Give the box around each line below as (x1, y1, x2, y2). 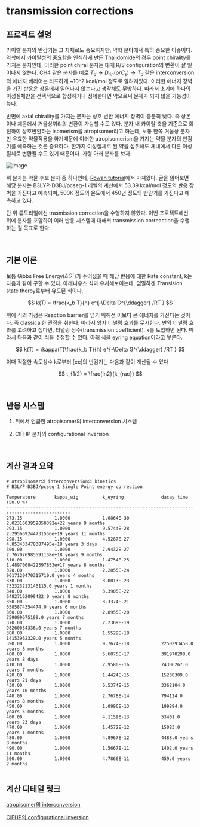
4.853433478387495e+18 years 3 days (6, 541, 97, 547)
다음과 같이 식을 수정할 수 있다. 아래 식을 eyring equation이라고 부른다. (17, 334, 183, 341)
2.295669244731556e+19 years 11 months (6, 530, 106, 536)
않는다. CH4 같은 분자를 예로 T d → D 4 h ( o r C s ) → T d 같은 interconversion (21, 69, 195, 77)
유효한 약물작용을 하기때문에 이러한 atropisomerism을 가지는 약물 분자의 (12, 135, 181, 142)
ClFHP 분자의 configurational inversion (14, 431, 109, 438)
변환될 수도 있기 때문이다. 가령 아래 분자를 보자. (21, 149, 132, 157)
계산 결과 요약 (6, 461, 54, 471)
